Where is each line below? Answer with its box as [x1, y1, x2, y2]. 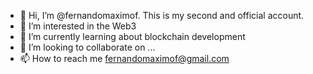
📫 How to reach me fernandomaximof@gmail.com [19, 53, 230, 64]
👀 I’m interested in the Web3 [19, 20, 137, 32]
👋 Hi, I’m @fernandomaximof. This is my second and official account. [19, 10, 305, 21]
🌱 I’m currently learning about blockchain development [19, 31, 246, 42]
